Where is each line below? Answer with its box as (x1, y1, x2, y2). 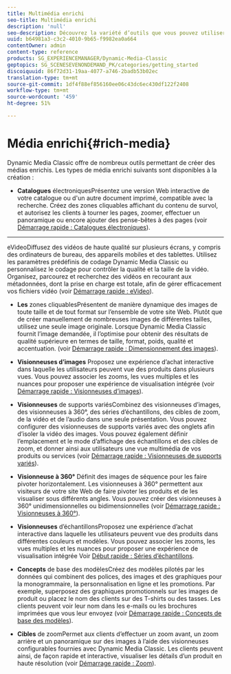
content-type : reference (7, 49, 78, 56)
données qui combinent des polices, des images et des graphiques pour (16, 572, 222, 580)
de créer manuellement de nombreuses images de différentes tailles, (16, 315, 212, 323)
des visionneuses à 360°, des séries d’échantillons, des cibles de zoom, (16, 408, 221, 416)
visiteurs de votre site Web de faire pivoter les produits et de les (16, 487, 198, 495)
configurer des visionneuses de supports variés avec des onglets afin (16, 422, 215, 430)
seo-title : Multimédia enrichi (7, 17, 97, 23)
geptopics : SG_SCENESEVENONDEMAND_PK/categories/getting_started (7, 61, 198, 68)
